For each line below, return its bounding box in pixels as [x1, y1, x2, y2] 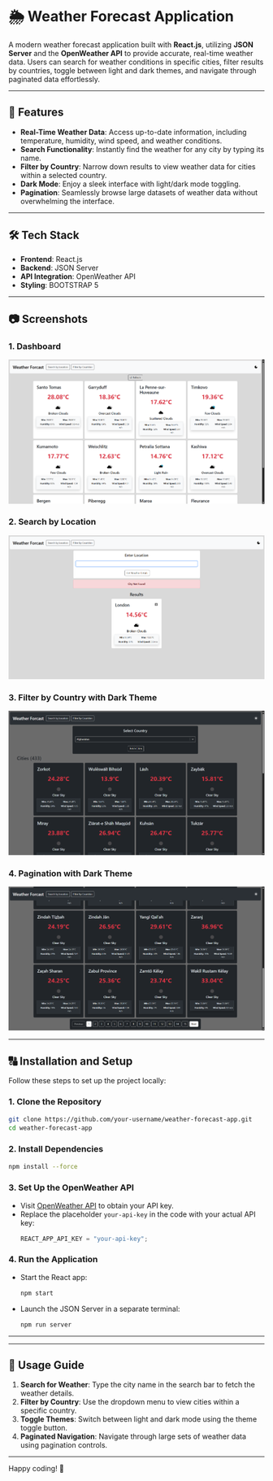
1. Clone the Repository [8, 1096, 102, 1107]
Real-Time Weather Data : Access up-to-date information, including [19, 127, 247, 137]
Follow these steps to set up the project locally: [8, 1076, 167, 1086]
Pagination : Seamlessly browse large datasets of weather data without [19, 187, 258, 197]
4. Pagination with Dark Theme [8, 868, 132, 879]
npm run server [19, 1320, 72, 1329]
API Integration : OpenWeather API [19, 271, 136, 281]
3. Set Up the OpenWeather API [8, 1182, 134, 1193]
